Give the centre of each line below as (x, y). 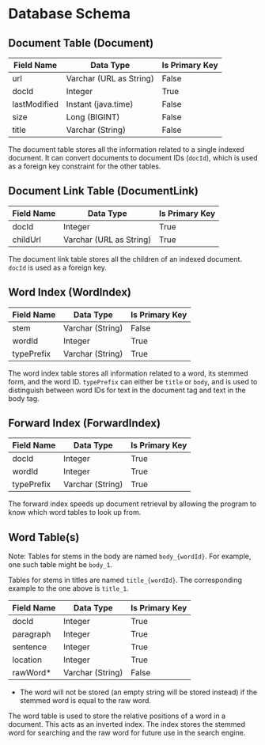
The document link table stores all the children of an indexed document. (125, 259)
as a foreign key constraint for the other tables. (85, 166)
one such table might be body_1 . (60, 565)
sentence (30, 647)
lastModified (36, 104)
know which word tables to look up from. (75, 512)
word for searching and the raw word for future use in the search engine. (127, 733)
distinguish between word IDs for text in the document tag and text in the (127, 390)
